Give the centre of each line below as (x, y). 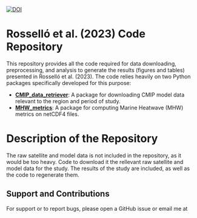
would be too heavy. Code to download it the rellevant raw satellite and (95, 162)
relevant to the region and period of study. (68, 101)
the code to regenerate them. (43, 175)
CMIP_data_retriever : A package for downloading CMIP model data (100, 95)
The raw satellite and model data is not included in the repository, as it (94, 155)
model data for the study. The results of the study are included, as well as (98, 168)
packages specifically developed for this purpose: (69, 83)
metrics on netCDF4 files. (47, 114)
